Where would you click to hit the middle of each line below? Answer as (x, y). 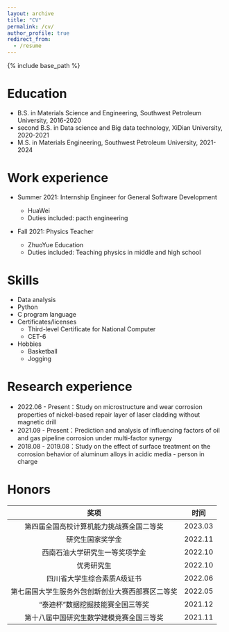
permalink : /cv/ (31, 26)
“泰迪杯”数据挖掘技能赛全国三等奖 (94, 604)
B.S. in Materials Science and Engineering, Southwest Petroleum (109, 113)
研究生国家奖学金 (94, 539)
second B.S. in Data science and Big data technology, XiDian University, (120, 127)
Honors (29, 489)
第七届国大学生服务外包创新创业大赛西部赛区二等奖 (94, 591)
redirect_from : (29, 40)
